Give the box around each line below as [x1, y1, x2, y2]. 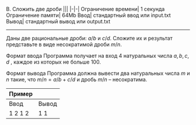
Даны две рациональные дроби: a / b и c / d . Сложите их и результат [6, 35, 173, 41]
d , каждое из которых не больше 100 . [6, 58, 101, 65]
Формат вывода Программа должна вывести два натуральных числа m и [6, 70, 190, 77]
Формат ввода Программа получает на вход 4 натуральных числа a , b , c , [6, 53, 190, 59]
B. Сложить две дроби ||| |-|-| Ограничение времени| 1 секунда [6, 6, 165, 12]
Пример [9, 90, 33, 98]
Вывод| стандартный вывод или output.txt [6, 18, 111, 25]
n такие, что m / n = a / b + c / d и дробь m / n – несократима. [6, 76, 148, 83]
